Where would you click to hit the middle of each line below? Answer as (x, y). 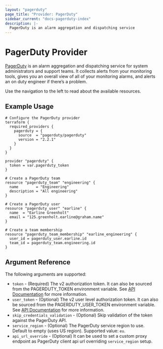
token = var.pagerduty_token (39, 165)
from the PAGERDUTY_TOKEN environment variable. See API (74, 289)
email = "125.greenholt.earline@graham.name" (57, 217)
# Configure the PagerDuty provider (42, 118)
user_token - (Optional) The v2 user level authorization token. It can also (85, 299)
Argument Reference (38, 262)
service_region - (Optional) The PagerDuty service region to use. (78, 325)
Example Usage (29, 107)
